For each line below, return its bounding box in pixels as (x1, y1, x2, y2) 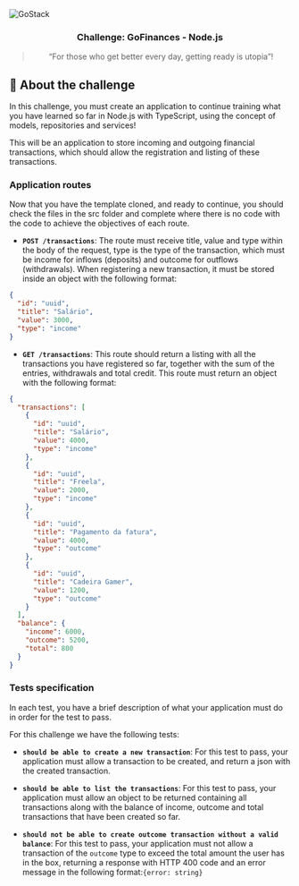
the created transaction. (21, 765, 111, 776)
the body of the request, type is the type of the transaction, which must (21, 245, 286, 256)
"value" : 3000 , (17, 316, 74, 325)
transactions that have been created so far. (21, 811, 181, 822)
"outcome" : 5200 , (25, 635, 90, 645)
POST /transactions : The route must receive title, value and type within (21, 235, 284, 246)
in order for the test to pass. (9, 711, 112, 722)
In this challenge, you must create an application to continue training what (9, 101, 281, 112)
